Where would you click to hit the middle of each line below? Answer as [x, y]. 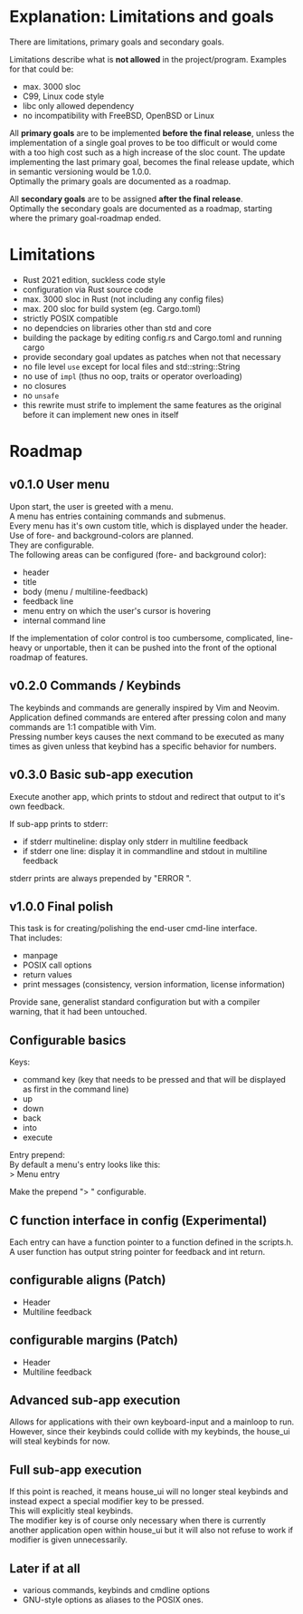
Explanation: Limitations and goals [142, 17]
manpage [40, 956]
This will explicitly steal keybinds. [71, 1511]
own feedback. [37, 806]
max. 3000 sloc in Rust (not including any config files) [123, 299]
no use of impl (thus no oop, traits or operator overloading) [132, 376]
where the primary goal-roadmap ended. [85, 218]
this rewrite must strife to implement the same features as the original [152, 404]
